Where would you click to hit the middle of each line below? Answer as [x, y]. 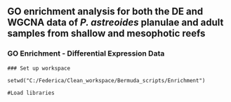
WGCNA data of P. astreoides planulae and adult [115, 23]
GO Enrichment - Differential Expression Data [86, 53]
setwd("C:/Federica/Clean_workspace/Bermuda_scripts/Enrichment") [106, 80]
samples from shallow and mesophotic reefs [106, 33]
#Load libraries [31, 93]
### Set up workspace [39, 68]
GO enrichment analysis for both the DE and [105, 12]
